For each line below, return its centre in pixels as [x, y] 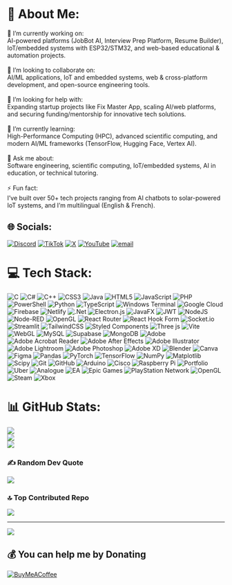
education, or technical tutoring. [53, 173]
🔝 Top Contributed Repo [48, 497]
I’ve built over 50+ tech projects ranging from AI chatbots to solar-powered [114, 198]
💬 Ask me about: [30, 158]
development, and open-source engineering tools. [79, 84]
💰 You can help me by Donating [77, 554]
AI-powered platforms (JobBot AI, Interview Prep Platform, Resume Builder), [115, 40]
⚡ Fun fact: [22, 188]
